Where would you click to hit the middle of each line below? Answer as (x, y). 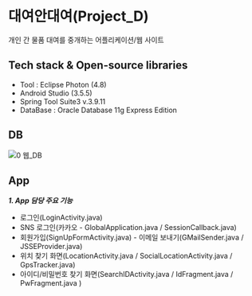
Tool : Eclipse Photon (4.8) (63, 84)
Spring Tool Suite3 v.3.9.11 (63, 101)
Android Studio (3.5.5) (56, 93)
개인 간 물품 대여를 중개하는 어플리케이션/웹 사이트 (87, 40)
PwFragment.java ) (51, 283)
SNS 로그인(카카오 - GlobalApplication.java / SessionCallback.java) (128, 228)
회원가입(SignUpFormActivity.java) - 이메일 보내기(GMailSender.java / (132, 238)
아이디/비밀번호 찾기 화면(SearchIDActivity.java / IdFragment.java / (126, 275)
